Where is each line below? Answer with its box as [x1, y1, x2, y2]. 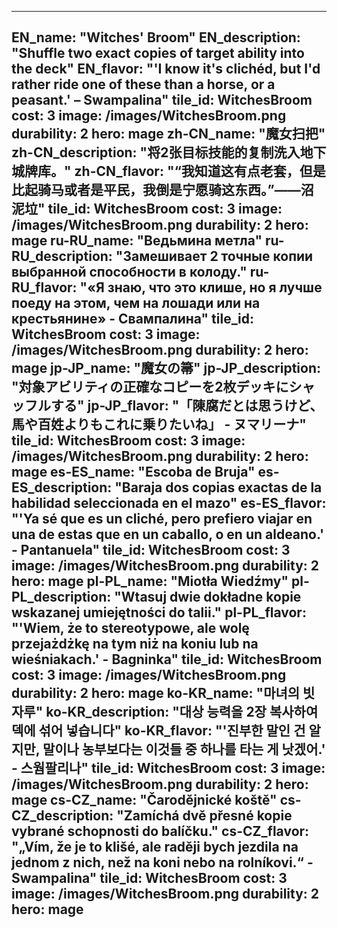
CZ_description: [11, 807, 114, 825]
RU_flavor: [11, 279, 78, 296]
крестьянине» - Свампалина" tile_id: [11, 311, 254, 328]
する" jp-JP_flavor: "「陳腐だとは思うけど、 [50, 397, 324, 415]
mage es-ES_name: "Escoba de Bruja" [11, 464, 256, 481]
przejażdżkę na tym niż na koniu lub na [11, 636, 259, 653]
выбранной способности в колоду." [11, 264, 248, 281]
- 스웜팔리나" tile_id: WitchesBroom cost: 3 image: [11, 760, 326, 777]
